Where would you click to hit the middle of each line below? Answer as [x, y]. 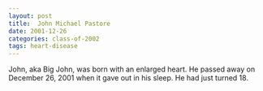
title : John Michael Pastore [60, 24]
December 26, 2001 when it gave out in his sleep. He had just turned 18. [129, 78]
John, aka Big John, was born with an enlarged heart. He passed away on [132, 69]
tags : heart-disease [43, 46]
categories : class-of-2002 [54, 39]
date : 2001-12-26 [38, 31]
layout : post [30, 16]
